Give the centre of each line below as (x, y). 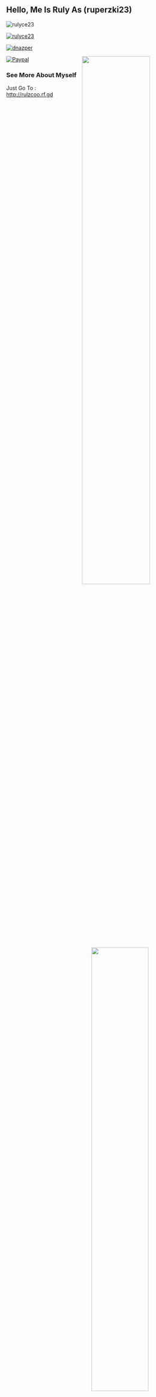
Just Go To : (21, 88)
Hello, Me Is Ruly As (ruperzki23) (69, 10)
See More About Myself (41, 75)
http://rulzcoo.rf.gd (30, 94)
